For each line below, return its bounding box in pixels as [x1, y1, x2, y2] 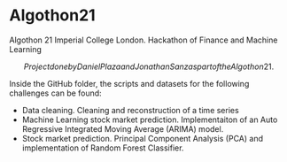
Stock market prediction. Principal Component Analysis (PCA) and [21, 133, 264, 143]
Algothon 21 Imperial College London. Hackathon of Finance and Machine [9, 35, 278, 45]
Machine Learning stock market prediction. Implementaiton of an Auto [21, 114, 278, 125]
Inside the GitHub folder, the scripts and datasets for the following [9, 78, 250, 89]
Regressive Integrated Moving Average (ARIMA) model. [21, 123, 224, 134]
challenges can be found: [9, 88, 102, 98]
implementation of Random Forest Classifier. [21, 143, 184, 153]
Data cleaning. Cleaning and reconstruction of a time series [21, 104, 239, 115]
